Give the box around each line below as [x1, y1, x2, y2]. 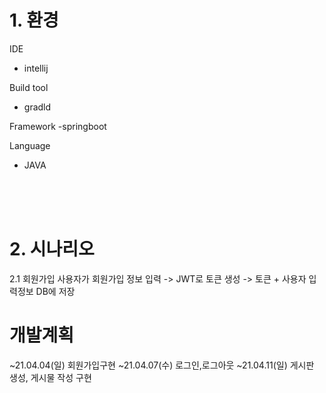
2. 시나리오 [9, 238, 95, 261]
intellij [23, 62, 49, 74]
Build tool [9, 81, 49, 93]
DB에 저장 [35, 285, 76, 297]
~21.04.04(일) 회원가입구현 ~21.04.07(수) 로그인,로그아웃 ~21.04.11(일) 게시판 [9, 359, 315, 371]
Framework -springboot [9, 120, 107, 132]
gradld [23, 101, 52, 113]
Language [9, 139, 51, 151]
